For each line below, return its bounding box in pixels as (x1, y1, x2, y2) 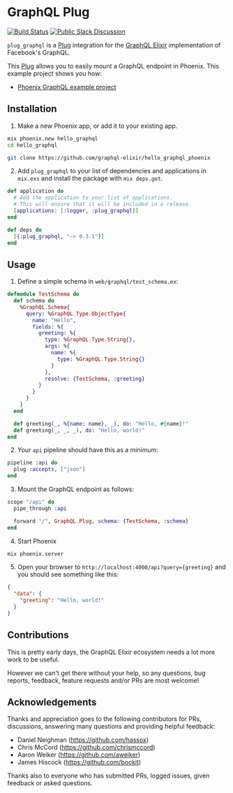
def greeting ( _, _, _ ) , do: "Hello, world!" (13, 427, 145, 434)
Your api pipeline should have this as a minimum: (17, 446, 158, 454)
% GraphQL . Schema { (20, 303, 70, 311)
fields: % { (32, 323, 64, 330)
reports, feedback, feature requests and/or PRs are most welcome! (7, 676, 200, 685)
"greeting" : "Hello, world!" (20, 597, 105, 604)
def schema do (13, 298, 54, 305)
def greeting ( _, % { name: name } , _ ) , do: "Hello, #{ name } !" (13, 420, 189, 427)
